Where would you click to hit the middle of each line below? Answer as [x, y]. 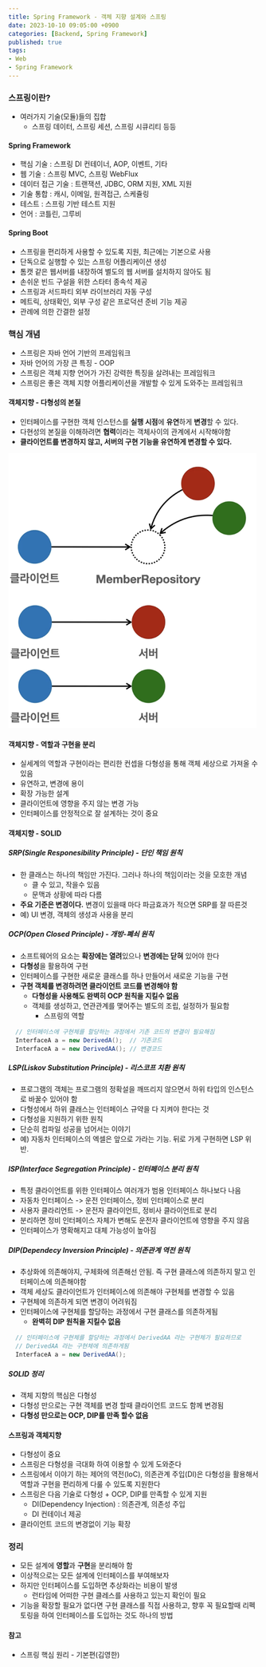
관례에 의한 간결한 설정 [55, 311]
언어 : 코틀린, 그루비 [51, 214]
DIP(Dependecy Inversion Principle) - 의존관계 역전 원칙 [99, 1250]
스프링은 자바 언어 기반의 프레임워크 [75, 353]
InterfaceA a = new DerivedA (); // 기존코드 [89, 1040]
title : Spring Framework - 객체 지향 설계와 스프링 [88, 17]
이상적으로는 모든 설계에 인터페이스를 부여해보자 [94, 1575]
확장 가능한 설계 [44, 793]
